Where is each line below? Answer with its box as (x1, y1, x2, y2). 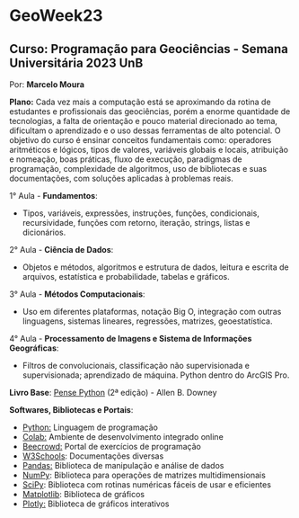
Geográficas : (9, 343, 59, 353)
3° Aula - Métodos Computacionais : (9, 289, 145, 299)
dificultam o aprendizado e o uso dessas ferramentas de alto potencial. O (9, 125, 281, 136)
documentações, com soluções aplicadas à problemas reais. (9, 173, 233, 183)
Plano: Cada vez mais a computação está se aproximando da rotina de (9, 96, 271, 107)
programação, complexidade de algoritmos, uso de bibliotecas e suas (9, 164, 268, 174)
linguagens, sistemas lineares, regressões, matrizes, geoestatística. (22, 316, 273, 326)
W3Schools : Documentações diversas (22, 451, 164, 461)
